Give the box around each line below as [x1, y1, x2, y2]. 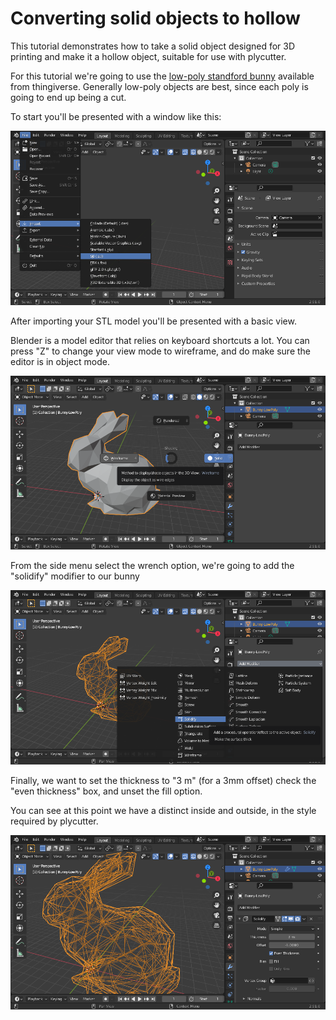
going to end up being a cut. [10, 91, 127, 103]
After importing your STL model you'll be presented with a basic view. [10, 315, 297, 327]
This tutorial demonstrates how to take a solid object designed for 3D [10, 40, 296, 52]
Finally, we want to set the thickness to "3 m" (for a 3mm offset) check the [10, 775, 317, 787]
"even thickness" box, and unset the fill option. [10, 785, 203, 797]
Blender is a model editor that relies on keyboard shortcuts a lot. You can [10, 334, 310, 346]
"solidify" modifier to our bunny [10, 570, 140, 582]
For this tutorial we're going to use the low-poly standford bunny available [10, 70, 315, 82]
